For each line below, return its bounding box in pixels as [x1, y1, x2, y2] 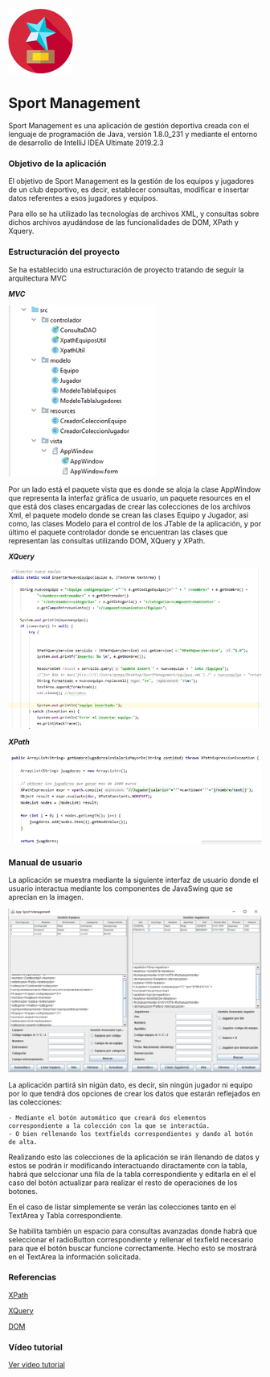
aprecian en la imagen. [8, 892, 84, 902]
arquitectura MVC [8, 273, 67, 283]
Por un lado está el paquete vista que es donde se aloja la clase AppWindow [8, 485, 261, 494]
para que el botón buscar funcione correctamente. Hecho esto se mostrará [8, 1243, 257, 1253]
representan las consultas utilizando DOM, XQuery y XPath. [8, 535, 206, 545]
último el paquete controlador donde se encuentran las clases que [8, 527, 228, 537]
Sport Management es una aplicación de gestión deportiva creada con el [8, 120, 250, 130]
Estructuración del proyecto [8, 247, 121, 258]
